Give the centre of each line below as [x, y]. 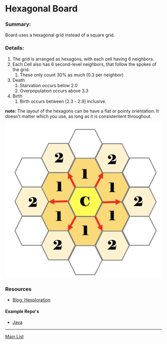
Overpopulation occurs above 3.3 [54, 91]
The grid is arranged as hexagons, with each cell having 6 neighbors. [83, 59]
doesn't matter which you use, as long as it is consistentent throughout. [78, 116]
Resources [18, 289]
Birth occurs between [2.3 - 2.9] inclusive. [63, 101]
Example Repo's [22, 311]
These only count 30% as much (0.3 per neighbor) [72, 75]
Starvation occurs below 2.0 [49, 85]
